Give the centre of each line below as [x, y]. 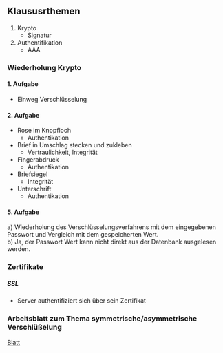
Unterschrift [34, 189]
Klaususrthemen [44, 11]
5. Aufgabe [23, 212]
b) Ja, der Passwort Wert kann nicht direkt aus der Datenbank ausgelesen [112, 242]
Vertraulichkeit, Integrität [62, 152]
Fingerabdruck [38, 160]
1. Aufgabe [23, 84]
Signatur [39, 35]
